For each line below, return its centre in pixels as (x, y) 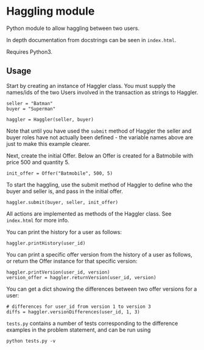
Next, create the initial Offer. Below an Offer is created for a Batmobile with (100, 155)
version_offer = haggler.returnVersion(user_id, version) (81, 277)
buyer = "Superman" (31, 109)
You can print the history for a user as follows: (64, 232)
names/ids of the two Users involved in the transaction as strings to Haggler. (102, 92)
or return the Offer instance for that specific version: (72, 261)
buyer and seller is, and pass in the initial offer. (65, 191)
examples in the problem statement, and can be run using (79, 330)
